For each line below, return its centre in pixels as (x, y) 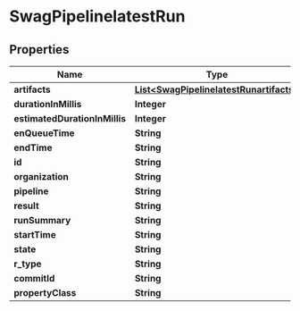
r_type (28, 264)
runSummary (42, 220)
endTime (33, 147)
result (27, 206)
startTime (35, 235)
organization (42, 177)
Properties (39, 50)
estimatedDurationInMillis (70, 118)
